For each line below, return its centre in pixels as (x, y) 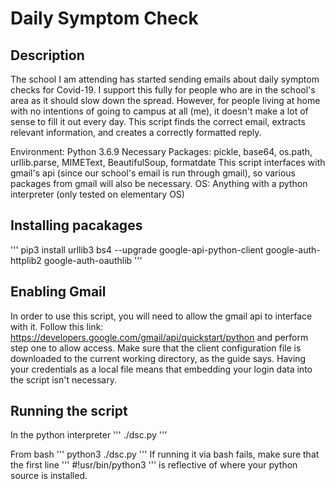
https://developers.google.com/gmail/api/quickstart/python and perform (159, 337)
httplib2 (26, 260)
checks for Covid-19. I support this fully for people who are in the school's (163, 90)
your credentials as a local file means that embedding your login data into (161, 369)
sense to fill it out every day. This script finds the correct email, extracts (158, 121)
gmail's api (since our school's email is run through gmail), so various (153, 173)
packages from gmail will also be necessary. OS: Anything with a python (159, 183)
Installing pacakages (76, 225)
